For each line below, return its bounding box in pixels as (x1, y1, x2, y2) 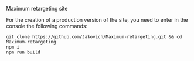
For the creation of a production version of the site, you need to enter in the (6, 16, 188, 23)
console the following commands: (6, 23, 88, 29)
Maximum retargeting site (6, 5, 68, 12)
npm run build (6, 49, 41, 55)
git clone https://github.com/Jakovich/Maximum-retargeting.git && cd (6, 34, 182, 40)
